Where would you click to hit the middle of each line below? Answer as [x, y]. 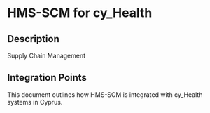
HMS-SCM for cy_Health [80, 13]
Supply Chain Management [47, 55]
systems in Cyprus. [35, 102]
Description [33, 39]
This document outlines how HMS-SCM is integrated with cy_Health [105, 94]
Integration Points [47, 78]
